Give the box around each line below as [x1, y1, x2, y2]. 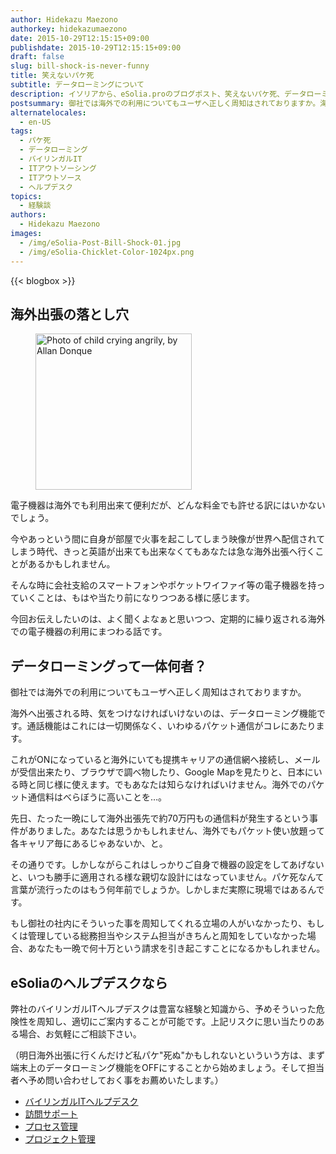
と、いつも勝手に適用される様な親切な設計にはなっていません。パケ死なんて [10, 871, 325, 883]
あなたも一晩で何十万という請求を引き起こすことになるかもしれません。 [27, 942, 326, 955]
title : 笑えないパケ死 [10, 71, 95, 81]
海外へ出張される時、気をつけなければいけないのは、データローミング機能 [10, 707, 317, 720]
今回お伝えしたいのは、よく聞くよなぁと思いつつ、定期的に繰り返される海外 [10, 613, 326, 625]
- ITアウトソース [19, 172, 82, 183]
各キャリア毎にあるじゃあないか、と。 [10, 837, 168, 850]
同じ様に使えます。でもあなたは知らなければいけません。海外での [36, 779, 308, 791]
